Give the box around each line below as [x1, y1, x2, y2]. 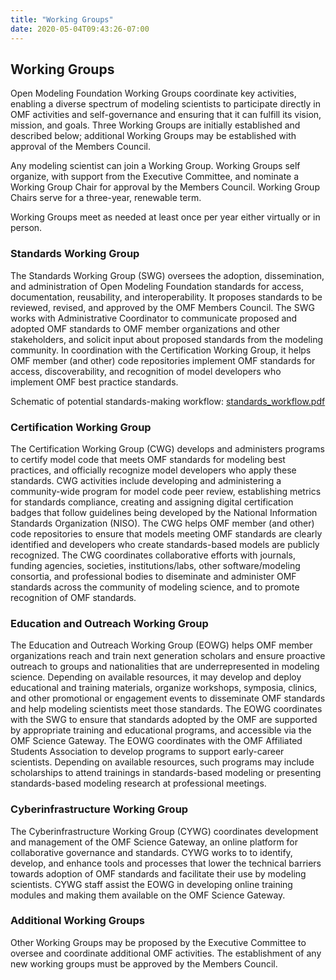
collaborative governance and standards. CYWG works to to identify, [10, 846, 293, 858]
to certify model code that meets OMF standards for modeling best [10, 453, 286, 465]
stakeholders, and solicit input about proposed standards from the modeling [10, 333, 324, 345]
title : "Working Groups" [10, 14, 114, 25]
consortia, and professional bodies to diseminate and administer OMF [10, 570, 297, 582]
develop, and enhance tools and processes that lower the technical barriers [10, 857, 322, 869]
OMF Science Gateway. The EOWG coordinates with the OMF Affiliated [10, 735, 303, 747]
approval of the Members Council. [10, 141, 152, 153]
